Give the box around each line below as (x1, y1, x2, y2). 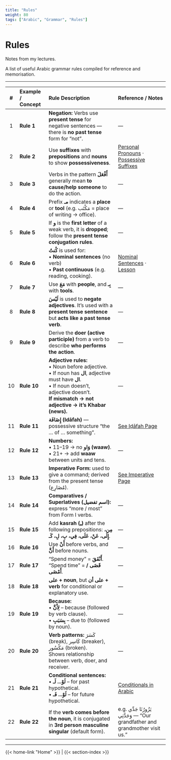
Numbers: (48, 437, 73, 445)
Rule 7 (19, 284, 36, 291)
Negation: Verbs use (48, 109, 98, 117)
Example (19, 88, 41, 95)
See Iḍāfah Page (118, 423, 158, 430)
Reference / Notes (118, 95, 163, 102)
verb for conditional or (48, 583, 103, 590)
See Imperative (118, 471, 154, 478)
